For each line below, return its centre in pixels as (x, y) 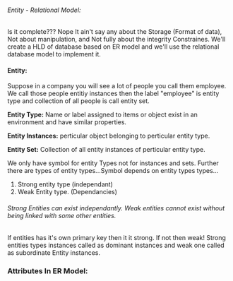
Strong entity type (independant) (65, 184)
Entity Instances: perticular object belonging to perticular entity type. (109, 136)
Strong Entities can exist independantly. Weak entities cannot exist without (116, 208)
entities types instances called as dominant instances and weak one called (116, 245)
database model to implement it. (54, 54)
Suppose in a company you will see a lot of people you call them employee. (117, 86)
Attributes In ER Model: (48, 270)
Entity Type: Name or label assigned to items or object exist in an (102, 115)
